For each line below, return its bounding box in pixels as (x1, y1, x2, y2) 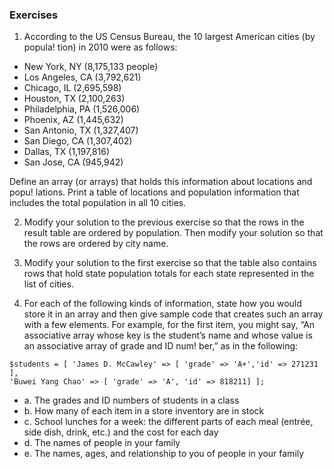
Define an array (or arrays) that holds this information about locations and (9, 176, 313, 188)
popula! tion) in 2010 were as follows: (23, 41, 178, 53)
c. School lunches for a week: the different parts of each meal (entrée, (23, 416, 314, 428)
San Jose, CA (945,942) (23, 156, 124, 168)
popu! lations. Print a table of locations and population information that (9, 186, 300, 198)
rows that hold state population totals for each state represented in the (23, 268, 315, 280)
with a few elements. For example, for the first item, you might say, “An (23, 319, 316, 331)
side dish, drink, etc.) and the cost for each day (23, 426, 219, 438)
